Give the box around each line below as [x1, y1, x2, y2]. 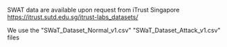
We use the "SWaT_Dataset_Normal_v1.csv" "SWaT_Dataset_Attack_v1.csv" [7, 27, 221, 34]
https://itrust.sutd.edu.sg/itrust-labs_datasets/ [7, 13, 138, 21]
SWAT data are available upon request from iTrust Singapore [7, 6, 180, 14]
